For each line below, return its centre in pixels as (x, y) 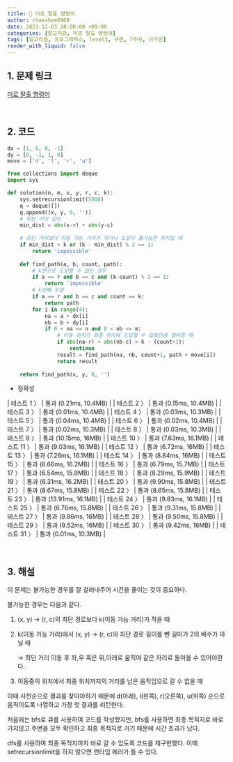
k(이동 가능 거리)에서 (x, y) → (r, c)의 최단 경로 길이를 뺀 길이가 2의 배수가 (118, 634)
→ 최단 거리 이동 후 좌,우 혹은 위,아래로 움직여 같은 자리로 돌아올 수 (108, 658)
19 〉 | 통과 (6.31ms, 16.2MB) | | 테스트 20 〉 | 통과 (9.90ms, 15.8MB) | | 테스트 (117, 482)
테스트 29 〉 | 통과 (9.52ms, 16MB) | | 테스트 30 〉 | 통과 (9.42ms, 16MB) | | (113, 525)
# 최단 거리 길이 (40, 219)
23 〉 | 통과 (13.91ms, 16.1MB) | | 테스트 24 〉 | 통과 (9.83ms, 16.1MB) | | (115, 499)
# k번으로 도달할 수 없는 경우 (69, 270)
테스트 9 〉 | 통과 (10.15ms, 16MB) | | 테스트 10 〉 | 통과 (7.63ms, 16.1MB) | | (112, 438)
